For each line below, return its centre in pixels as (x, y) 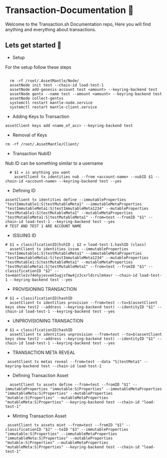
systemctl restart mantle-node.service (51, 102)
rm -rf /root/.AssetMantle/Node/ (44, 81)
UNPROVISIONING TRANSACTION (48, 320)
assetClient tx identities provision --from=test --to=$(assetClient (83, 303)
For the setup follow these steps (38, 67)
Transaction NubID (32, 153)
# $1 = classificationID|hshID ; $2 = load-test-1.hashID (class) (76, 245)
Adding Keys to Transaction (41, 116)
